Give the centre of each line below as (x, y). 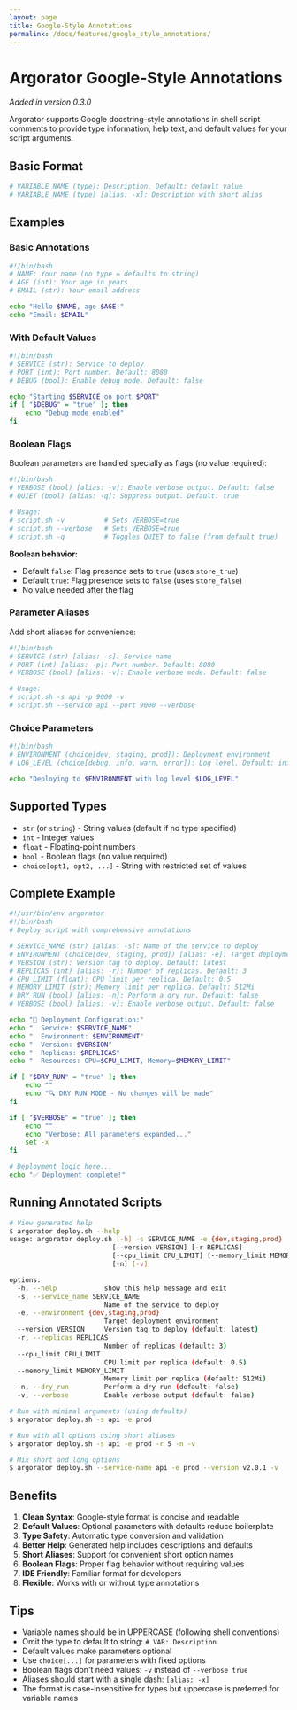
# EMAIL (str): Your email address (75, 291)
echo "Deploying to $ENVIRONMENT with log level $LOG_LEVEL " (124, 779)
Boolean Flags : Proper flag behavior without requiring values (133, 1564)
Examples (37, 222)
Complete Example (62, 893)
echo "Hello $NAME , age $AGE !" (67, 307)
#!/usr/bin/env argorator (57, 913)
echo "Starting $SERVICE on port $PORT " (85, 396)
